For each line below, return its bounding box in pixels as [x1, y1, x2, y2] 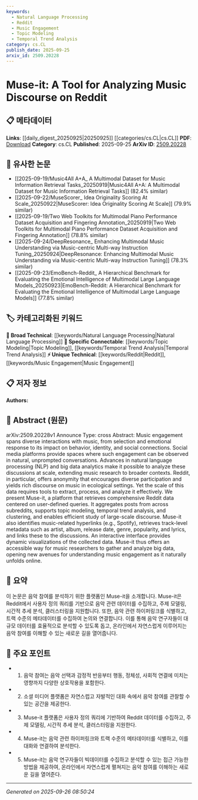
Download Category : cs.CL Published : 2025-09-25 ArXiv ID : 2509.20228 [6, 140, 187, 148]
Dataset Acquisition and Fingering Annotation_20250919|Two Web [14, 219, 176, 226]
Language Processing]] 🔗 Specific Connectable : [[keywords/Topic [6, 338, 169, 345]
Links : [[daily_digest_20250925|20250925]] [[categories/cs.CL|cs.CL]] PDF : [6, 134, 192, 141]
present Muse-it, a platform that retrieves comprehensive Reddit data [6, 494, 174, 501]
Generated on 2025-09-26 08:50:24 [6, 788, 95, 795]
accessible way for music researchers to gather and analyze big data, [6, 545, 176, 552]
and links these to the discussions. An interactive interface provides [6, 532, 171, 539]
